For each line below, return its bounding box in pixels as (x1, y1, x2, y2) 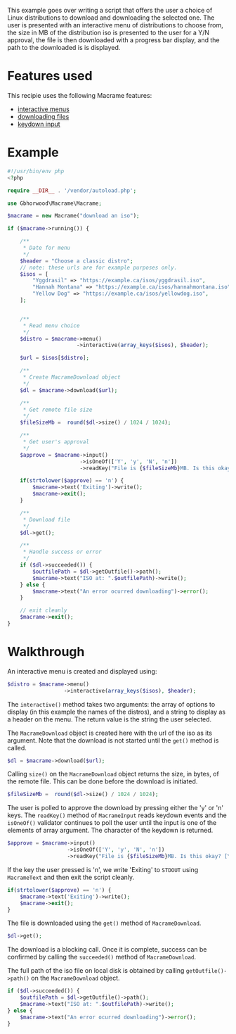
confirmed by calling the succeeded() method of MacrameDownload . (7, 953, 197, 962)
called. (7, 743, 27, 752)
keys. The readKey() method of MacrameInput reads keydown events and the (7, 811, 227, 819)
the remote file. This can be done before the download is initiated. (7, 777, 198, 786)
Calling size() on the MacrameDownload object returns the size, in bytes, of (7, 770, 219, 778)
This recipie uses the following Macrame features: (7, 91, 152, 99)
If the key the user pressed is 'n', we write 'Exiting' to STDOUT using (7, 865, 199, 874)
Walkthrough (7, 644, 85, 660)
